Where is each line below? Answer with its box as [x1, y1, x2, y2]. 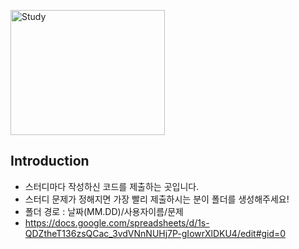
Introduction [10, 153, 90, 170]
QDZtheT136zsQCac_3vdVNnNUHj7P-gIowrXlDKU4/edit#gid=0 [24, 227, 287, 239]
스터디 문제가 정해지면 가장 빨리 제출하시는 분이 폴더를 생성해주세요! [24, 193, 290, 205]
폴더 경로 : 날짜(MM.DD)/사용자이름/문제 [24, 205, 184, 217]
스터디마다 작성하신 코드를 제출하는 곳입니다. [24, 180, 200, 192]
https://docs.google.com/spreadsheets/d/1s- [24, 216, 210, 229]
